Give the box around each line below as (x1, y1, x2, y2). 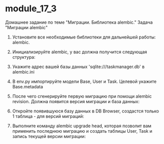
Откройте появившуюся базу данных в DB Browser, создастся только (12, 108, 159, 114)
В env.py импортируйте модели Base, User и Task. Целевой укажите (12, 78, 157, 84)
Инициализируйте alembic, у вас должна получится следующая (12, 49, 147, 55)
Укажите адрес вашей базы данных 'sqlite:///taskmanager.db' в (12, 64, 145, 70)
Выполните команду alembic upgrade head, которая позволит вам (12, 123, 152, 129)
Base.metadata (12, 83, 43, 89)
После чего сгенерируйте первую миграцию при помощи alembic (12, 93, 152, 99)
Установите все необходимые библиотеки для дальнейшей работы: (12, 34, 156, 40)
